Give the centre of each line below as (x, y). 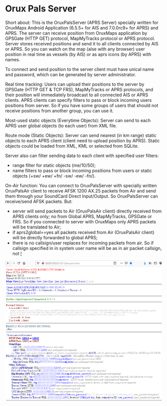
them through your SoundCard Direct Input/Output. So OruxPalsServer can (82, 196)
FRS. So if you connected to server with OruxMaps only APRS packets (84, 221)
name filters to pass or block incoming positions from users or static (82, 171)
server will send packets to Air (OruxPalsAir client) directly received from (87, 211)
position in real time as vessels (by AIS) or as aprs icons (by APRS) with (78, 54)
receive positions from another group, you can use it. (59, 111)
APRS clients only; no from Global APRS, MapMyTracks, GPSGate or (82, 216)
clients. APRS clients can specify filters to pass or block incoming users (79, 100)
